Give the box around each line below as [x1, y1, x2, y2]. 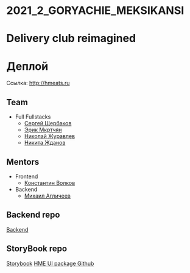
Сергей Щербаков [24, 120, 72, 127]
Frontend [15, 173, 38, 180]
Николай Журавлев [24, 133, 75, 140]
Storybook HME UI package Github [6, 260, 94, 267]
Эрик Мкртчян [24, 126, 62, 134]
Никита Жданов [24, 139, 66, 147]
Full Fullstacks [15, 113, 51, 120]
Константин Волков [24, 179, 76, 186]
